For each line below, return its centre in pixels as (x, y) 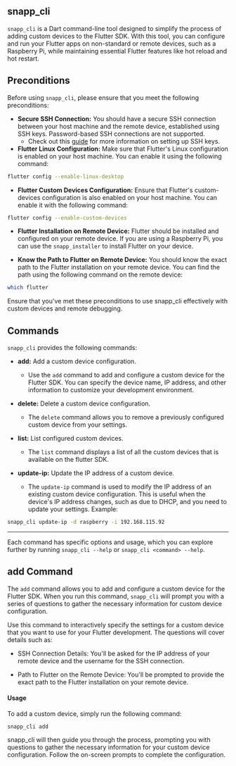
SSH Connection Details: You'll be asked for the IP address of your (113, 653)
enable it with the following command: (73, 205)
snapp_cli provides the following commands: (72, 348)
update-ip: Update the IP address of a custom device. (96, 473)
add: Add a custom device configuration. (77, 361)
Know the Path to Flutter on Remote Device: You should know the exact (122, 260)
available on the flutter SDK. (68, 460)
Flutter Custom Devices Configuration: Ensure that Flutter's (105, 190)
